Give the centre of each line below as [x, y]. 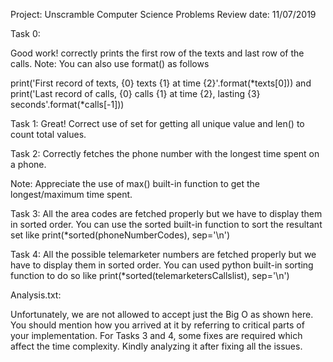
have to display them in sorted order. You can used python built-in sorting [162, 265]
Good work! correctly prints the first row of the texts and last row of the [157, 53]
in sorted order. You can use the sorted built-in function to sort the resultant [166, 224]
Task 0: [25, 33]
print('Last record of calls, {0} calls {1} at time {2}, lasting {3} [135, 93]
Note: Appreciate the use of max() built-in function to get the [135, 183]
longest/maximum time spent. [71, 194]
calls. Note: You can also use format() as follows [110, 63]
